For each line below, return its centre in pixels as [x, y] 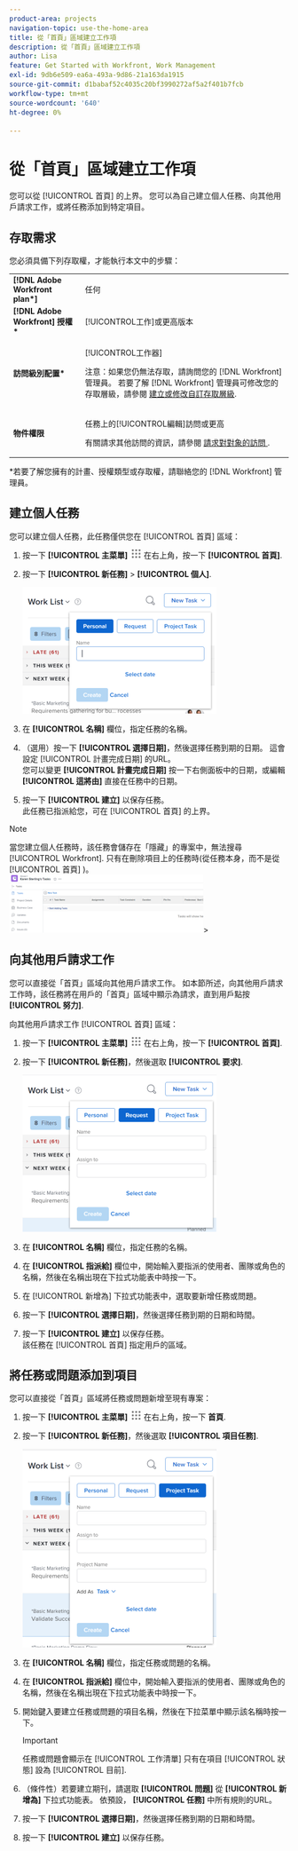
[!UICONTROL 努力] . [47, 1005]
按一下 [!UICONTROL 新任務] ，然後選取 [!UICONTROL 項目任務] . [140, 1436]
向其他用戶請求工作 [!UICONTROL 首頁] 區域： [94, 1024]
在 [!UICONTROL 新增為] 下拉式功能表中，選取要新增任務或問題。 [141, 1295]
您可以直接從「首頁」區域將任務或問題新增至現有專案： [110, 1398]
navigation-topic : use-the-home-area [79, 28]
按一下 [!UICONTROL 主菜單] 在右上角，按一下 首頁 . [124, 1417]
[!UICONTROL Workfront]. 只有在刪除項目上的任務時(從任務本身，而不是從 [145, 858]
